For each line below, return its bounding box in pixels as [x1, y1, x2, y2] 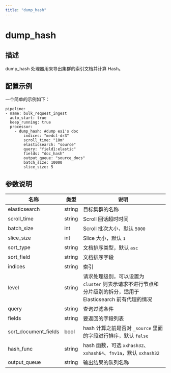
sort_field [8, 254, 31, 261]
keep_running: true [10, 120, 51, 125]
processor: [10, 125, 33, 130]
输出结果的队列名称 [83, 359, 129, 366]
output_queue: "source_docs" [23, 156, 85, 161]
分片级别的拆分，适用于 [83, 288, 139, 295]
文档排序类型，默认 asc [83, 244, 138, 252]
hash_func [8, 345, 33, 353]
